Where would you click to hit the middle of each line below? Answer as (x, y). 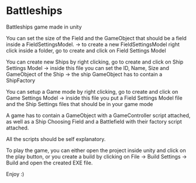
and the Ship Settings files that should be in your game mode (80, 104)
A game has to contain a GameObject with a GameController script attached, (98, 115)
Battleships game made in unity (44, 27)
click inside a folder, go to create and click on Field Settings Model (86, 50)
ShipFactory (21, 80)
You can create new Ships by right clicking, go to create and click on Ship (95, 62)
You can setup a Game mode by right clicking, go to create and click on (92, 91)
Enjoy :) (15, 174)
